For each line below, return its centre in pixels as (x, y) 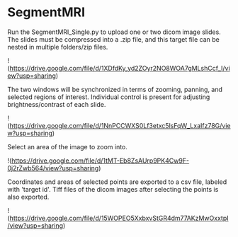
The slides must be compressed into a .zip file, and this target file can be (113, 39)
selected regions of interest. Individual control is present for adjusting (109, 97)
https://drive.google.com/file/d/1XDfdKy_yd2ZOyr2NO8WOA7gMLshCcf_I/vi (120, 68)
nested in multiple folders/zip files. (58, 47)
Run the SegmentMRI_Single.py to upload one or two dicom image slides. (114, 32)
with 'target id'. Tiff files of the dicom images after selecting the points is (113, 189)
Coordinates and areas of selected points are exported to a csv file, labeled (117, 182)
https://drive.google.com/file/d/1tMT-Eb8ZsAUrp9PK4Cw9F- (101, 161)
